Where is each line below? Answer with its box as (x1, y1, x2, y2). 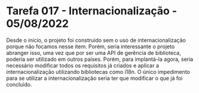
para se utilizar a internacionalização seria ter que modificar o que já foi (6, 75, 183, 82)
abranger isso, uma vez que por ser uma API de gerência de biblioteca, (6, 49, 181, 56)
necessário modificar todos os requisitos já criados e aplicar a (6, 61, 160, 69)
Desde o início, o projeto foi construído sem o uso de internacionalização (6, 36, 186, 44)
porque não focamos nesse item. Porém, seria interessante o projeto (6, 43, 175, 50)
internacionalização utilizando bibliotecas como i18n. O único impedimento (6, 68, 190, 75)
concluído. (6, 80, 32, 88)
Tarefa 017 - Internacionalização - (6, 4, 177, 18)
